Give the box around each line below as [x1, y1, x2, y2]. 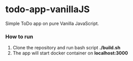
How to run [5, 33, 33, 40]
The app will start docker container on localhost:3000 [12, 50, 128, 56]
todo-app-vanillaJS [5, 4, 90, 15]
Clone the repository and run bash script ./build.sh [12, 45, 121, 51]
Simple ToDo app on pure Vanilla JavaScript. [5, 20, 99, 26]
